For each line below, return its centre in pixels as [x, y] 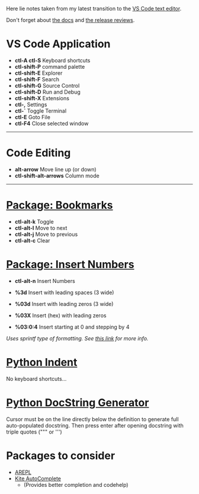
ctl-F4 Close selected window [52, 123]
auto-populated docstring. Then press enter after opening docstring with [95, 425]
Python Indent [42, 362]
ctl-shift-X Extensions [42, 98]
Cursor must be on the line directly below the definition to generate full [92, 419]
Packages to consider [61, 455]
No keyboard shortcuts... [36, 378]
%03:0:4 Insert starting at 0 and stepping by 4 [72, 327]
